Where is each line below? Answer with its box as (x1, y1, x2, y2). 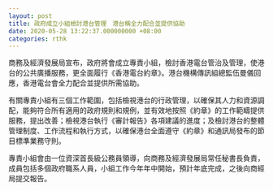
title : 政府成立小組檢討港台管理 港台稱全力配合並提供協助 (8, 20, 185, 28)
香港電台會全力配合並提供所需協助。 (22, 78, 144, 88)
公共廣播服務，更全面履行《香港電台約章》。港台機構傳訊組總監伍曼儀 (22, 68, 254, 78)
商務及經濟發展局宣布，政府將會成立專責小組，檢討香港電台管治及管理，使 (8, 58, 258, 67)
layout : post (8, 11, 53, 20)
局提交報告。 (8, 174, 51, 184)
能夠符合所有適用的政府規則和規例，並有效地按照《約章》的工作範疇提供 (22, 106, 265, 115)
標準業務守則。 (15, 136, 66, 146)
